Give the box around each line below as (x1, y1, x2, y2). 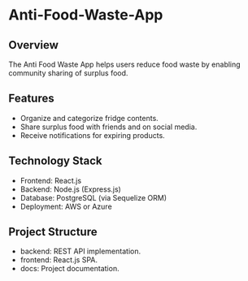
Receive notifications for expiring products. (20, 130, 165, 140)
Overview (8, 38, 59, 52)
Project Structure (8, 225, 98, 239)
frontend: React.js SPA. (20, 255, 98, 265)
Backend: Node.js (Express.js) (20, 184, 122, 194)
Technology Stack (8, 154, 102, 168)
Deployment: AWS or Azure (20, 201, 112, 211)
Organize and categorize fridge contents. (20, 113, 159, 123)
